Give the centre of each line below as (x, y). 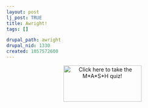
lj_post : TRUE (24, 18)
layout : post (23, 12)
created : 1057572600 (33, 52)
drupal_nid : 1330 (28, 46)
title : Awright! (27, 23)
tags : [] (17, 29)
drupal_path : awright (34, 40)
